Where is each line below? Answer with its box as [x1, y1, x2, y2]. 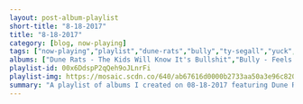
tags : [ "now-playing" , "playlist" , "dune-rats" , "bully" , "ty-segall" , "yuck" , [9, 47, 297, 56]
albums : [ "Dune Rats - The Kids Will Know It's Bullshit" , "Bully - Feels [9, 55, 293, 64]
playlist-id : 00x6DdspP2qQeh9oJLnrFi [9, 64, 151, 73]
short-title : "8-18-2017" [9, 22, 106, 31]
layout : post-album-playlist [9, 13, 119, 23]
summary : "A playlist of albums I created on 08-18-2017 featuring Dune [9, 80, 289, 90]
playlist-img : [9, 72, 63, 81]
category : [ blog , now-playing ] [9, 38, 127, 48]
